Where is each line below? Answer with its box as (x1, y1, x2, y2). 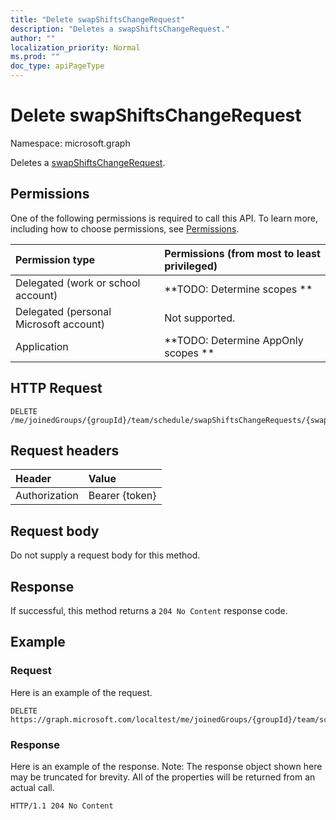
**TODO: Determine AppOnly (164, 333, 304, 347)
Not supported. (164, 311, 236, 325)
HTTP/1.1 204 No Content (10, 801, 114, 811)
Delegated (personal (15, 304, 112, 318)
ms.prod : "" (10, 52, 60, 62)
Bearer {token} (88, 489, 157, 503)
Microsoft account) (15, 317, 106, 331)
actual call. (10, 781, 55, 793)
